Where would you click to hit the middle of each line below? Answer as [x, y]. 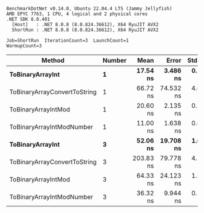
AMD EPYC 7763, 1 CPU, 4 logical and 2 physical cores [77, 14]
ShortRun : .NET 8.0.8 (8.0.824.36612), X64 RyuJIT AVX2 [85, 30]
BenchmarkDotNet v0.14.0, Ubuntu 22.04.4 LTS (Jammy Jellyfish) [89, 9]
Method [53, 60]
